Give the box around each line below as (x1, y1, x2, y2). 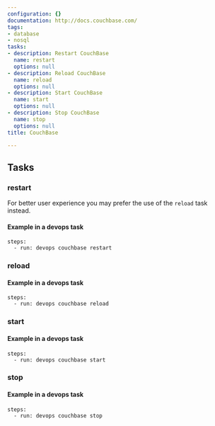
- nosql (7, 37, 30, 44)
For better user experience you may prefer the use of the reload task (7, 199, 208, 208)
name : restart (13, 57, 55, 64)
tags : (7, 23, 23, 30)
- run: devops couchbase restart (13, 245, 112, 252)
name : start (13, 96, 50, 103)
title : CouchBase (7, 129, 59, 136)
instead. (7, 206, 31, 215)
